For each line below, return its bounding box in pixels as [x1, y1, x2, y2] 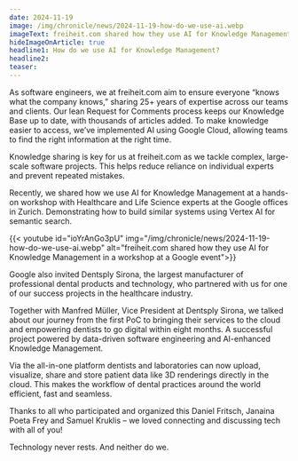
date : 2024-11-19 [9, 12, 74, 22]
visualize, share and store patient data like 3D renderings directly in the [9, 370, 270, 380]
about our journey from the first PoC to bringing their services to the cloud [9, 314, 281, 325]
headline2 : [9, 54, 50, 63]
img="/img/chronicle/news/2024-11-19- [125, 233, 271, 243]
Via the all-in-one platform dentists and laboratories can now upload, [9, 360, 262, 370]
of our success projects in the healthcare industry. [9, 288, 193, 298]
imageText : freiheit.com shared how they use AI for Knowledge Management [9, 29, 292, 38]
